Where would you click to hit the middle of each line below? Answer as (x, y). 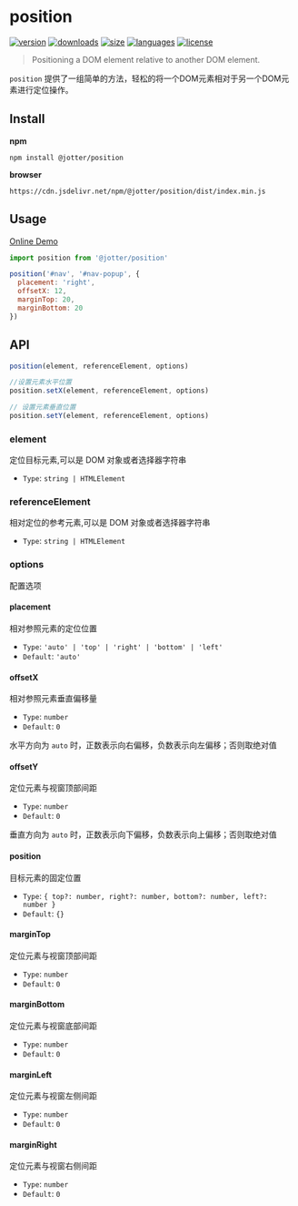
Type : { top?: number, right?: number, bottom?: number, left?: (145, 895)
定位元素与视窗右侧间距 (53, 1166)
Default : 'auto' (51, 656)
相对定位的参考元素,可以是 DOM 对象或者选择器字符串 (110, 523)
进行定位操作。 (45, 89)
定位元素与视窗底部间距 (53, 1026)
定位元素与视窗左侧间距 (53, 1096)
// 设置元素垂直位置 (43, 407)
